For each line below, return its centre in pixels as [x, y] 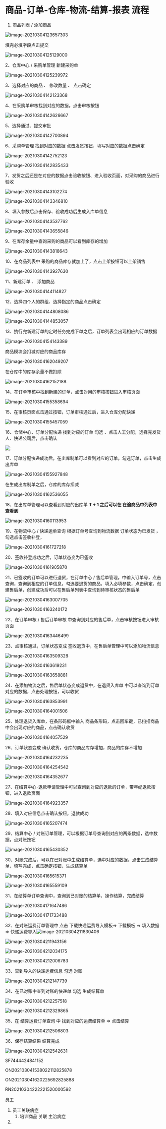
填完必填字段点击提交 [27, 45]
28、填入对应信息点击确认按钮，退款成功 [47, 813]
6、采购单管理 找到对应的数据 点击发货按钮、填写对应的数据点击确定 [75, 146]
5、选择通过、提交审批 [28, 125]
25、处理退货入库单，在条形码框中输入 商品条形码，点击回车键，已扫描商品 [82, 721]
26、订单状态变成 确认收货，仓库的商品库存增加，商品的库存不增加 [74, 747]
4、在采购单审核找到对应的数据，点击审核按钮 [52, 105]
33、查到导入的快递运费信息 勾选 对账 [44, 971]
